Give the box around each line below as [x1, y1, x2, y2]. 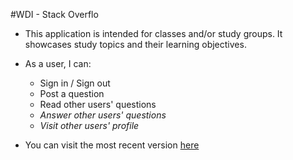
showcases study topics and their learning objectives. [24, 39, 247, 50]
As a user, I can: [24, 58, 92, 69]
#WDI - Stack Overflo [10, 9, 99, 20]
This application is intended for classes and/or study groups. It [24, 28, 283, 39]
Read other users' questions [39, 99, 157, 110]
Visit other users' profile [39, 120, 140, 131]
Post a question [39, 88, 105, 99]
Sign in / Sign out [39, 77, 111, 89]
